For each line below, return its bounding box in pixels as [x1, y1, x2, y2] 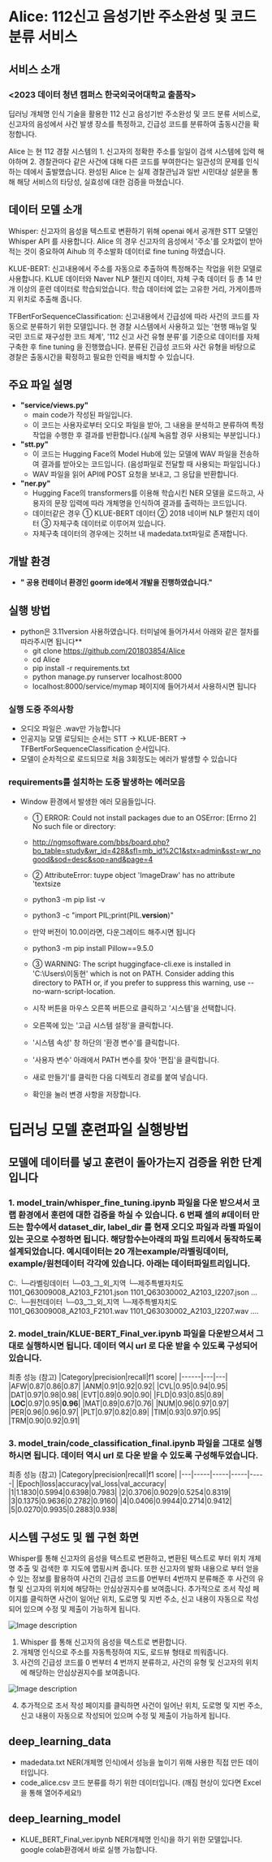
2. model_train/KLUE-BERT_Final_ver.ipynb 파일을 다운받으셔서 [8, 1328, 254, 1339]
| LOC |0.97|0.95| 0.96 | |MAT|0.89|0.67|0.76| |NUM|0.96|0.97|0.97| [8, 1398, 230, 1408]
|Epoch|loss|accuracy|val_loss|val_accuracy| [15, 1479, 167, 1488]
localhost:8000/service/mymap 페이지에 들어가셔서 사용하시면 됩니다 [32, 681, 257, 691]
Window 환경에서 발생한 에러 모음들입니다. [19, 797, 157, 806]
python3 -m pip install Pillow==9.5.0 [32, 943, 154, 953]
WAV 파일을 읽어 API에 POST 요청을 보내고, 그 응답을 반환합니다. [32, 469, 239, 479]
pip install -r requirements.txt [32, 663, 130, 673]
